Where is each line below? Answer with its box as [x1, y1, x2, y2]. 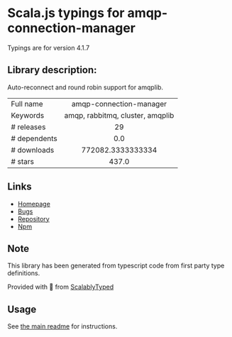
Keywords [11, 110, 45, 120]
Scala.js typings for [7, 5, 125, 21]
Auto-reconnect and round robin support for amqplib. [7, 83, 164, 92]
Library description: [7, 64, 97, 76]
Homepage [17, 199, 51, 208]
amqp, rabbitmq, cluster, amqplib [64, 110, 175, 120]
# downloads [11, 145, 55, 155]
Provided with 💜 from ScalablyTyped [7, 282, 114, 292]
